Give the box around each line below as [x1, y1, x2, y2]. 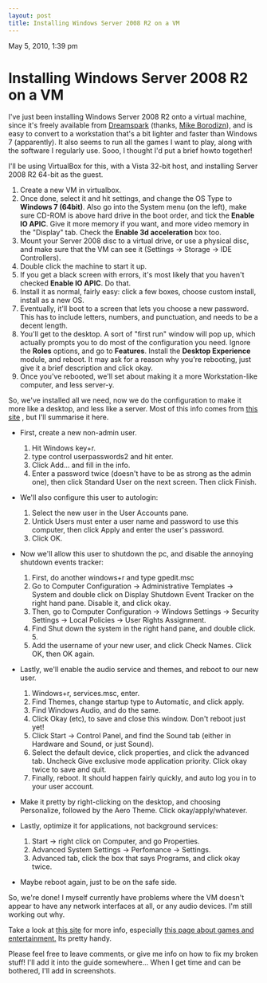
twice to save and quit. [31, 765, 107, 774]
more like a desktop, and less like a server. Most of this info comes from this [8, 404, 258, 414]
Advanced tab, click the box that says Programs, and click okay [31, 854, 241, 863]
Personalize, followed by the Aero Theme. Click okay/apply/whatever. [19, 806, 248, 816]
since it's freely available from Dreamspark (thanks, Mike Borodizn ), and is [8, 120, 253, 130]
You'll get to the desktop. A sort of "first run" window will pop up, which [19, 329, 256, 339]
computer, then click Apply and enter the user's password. [31, 525, 225, 535]
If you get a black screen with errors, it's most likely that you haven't [19, 270, 245, 280]
